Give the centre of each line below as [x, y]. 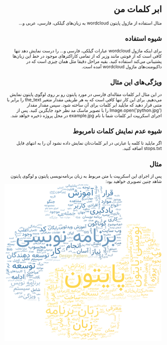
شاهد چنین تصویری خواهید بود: [134, 181]
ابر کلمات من [138, 9]
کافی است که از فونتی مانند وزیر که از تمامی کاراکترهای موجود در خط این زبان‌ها [87, 56]
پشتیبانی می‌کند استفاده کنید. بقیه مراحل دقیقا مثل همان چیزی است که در [94, 61]
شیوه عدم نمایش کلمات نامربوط [117, 131]
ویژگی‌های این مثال [136, 83]
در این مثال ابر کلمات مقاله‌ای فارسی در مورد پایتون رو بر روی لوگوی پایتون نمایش [86, 94]
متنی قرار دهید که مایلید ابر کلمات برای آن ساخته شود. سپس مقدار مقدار [94, 105]
